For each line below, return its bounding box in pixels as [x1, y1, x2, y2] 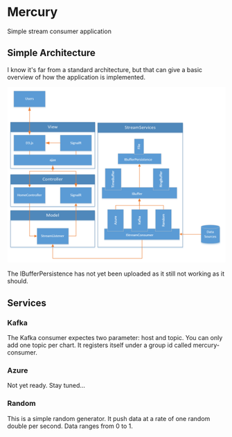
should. [7, 277, 29, 285]
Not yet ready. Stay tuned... [7, 382, 85, 390]
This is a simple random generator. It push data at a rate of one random [7, 414, 211, 422]
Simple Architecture [7, 47, 96, 59]
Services [7, 297, 47, 309]
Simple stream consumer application [7, 27, 112, 35]
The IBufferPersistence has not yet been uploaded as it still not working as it [7, 269, 225, 278]
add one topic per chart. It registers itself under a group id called [7, 341, 192, 349]
